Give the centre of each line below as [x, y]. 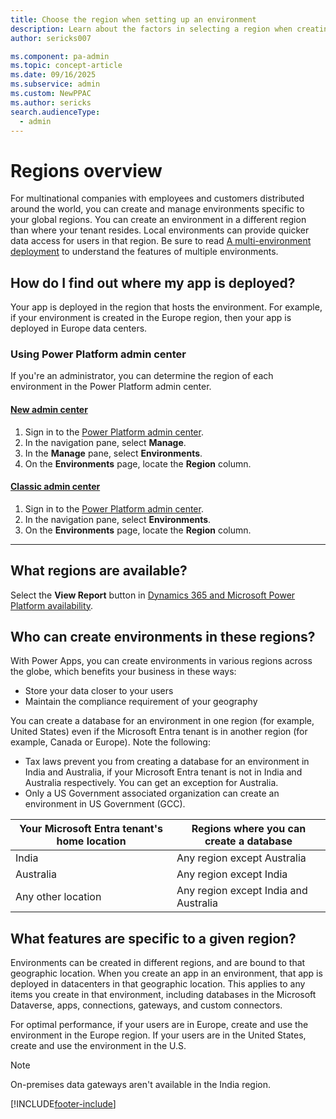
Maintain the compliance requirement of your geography [141, 702]
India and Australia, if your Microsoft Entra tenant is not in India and [163, 772]
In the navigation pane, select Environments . [118, 519]
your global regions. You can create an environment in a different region [158, 220]
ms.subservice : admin [55, 84]
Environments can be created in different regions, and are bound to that [158, 963]
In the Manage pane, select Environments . [113, 453]
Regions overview [86, 170]
